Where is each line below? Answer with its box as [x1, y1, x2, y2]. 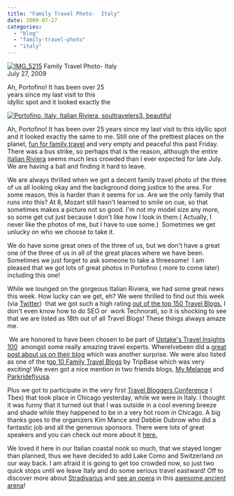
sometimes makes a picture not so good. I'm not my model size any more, [7, 206, 220, 213]
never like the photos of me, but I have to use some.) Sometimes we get [7, 220, 216, 228]
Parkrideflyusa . [7, 372, 51, 381]
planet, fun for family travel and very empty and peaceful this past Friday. [7, 140, 219, 148]
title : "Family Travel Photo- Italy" [7, 10, 120, 17]
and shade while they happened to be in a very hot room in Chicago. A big [7, 409, 221, 416]
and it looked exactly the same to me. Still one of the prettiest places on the [7, 132, 224, 141]
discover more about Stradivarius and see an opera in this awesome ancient [7, 474, 226, 482]
